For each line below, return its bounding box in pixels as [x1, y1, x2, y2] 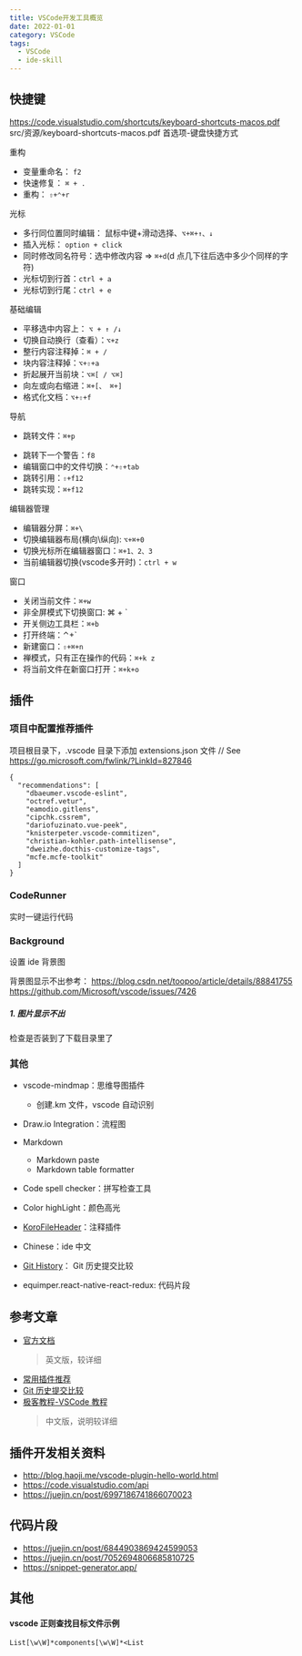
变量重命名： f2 [22, 166, 82, 177]
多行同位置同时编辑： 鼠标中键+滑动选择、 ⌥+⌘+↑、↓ [22, 227, 214, 238]
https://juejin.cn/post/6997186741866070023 [22, 1488, 193, 1499]
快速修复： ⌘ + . [22, 177, 86, 188]
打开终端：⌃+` [22, 629, 77, 640]
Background [9, 935, 65, 947]
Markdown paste [35, 1154, 100, 1166]
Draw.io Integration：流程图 [22, 1119, 126, 1130]
